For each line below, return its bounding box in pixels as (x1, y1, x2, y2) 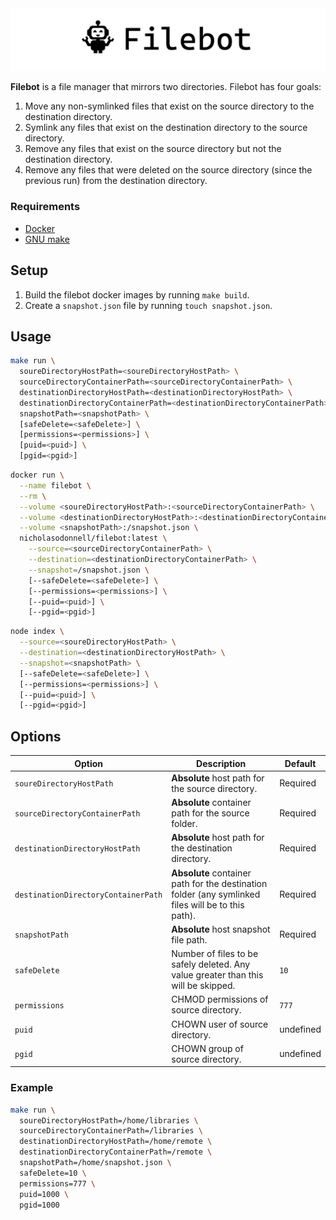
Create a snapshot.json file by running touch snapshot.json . (24, 299, 273, 311)
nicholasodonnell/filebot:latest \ (19, 533, 168, 544)
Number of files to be (171, 948, 259, 960)
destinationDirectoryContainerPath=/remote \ (19, 1147, 213, 1157)
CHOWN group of (171, 1042, 244, 1054)
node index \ (10, 627, 65, 637)
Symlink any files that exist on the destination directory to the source (24, 122, 308, 134)
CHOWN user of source (171, 1018, 269, 1030)
